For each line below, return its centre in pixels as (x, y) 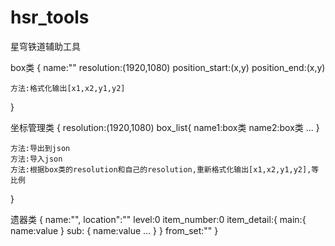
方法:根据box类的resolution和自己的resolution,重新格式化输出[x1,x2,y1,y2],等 (165, 169)
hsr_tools (50, 17)
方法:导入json (36, 159)
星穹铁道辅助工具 (45, 46)
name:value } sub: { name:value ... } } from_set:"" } (114, 230)
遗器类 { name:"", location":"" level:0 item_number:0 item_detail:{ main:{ (158, 219)
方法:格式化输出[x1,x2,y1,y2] (68, 88)
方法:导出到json (40, 148)
